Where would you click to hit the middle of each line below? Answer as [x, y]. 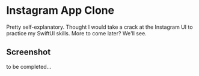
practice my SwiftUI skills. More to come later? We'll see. [77, 33]
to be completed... [29, 66]
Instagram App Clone [60, 10]
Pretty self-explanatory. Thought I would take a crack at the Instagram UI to [100, 27]
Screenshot [29, 52]
